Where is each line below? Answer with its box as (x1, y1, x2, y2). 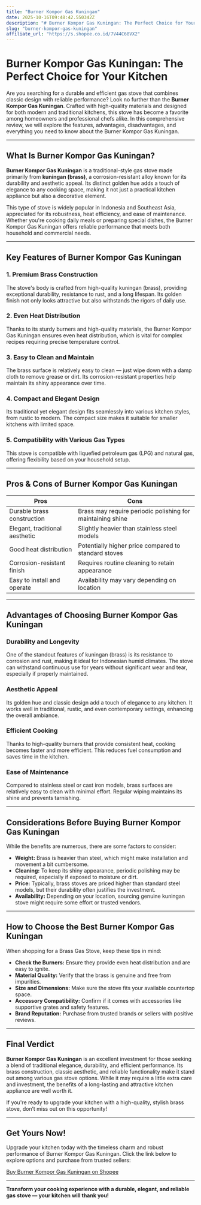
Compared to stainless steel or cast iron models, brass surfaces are (6, 781, 173, 789)
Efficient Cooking (6, 727, 58, 735)
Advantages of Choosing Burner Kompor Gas (6, 610, 178, 620)
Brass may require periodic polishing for (77, 506, 190, 515)
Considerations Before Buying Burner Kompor (6, 817, 181, 828)
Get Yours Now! (6, 1128, 66, 1138)
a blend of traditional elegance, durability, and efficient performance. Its (6, 1062, 184, 1069)
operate (9, 583, 32, 592)
